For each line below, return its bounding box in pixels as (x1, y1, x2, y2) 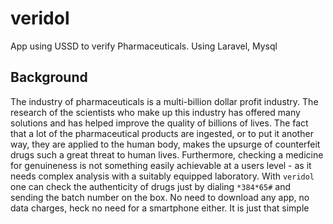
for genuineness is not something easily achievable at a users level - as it (10, 159, 312, 171)
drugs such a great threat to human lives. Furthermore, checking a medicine (10, 148, 324, 161)
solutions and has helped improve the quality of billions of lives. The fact (10, 117, 309, 129)
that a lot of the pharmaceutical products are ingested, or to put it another (10, 127, 314, 139)
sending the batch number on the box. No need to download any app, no (10, 191, 310, 203)
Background (10, 69, 88, 86)
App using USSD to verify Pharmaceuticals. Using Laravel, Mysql (10, 40, 278, 52)
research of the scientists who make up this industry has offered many (10, 106, 301, 118)
